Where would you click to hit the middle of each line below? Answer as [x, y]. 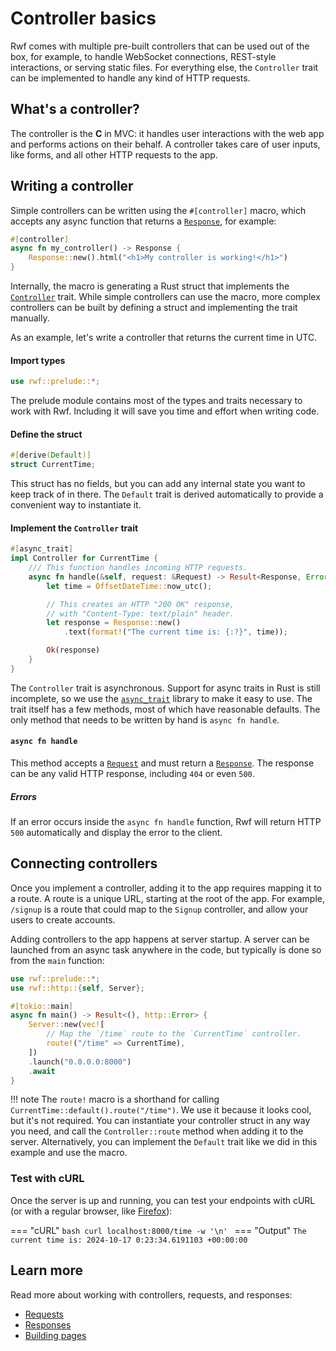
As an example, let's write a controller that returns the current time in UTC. [164, 338]
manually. [30, 318]
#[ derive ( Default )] [51, 455]
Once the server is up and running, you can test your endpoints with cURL [163, 1200]
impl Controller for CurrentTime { [84, 558]
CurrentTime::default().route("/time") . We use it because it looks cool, [161, 1110]
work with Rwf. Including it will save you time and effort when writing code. [165, 411]
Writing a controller [72, 186]
